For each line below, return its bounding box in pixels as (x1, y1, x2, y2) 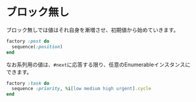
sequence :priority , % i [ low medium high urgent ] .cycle (11, 86, 152, 92)
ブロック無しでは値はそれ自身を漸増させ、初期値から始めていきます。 (6, 26, 179, 33)
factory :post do (6, 38, 50, 44)
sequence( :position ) (11, 44, 63, 50)
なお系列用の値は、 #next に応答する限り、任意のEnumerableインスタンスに (6, 61, 191, 68)
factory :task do (6, 80, 50, 86)
